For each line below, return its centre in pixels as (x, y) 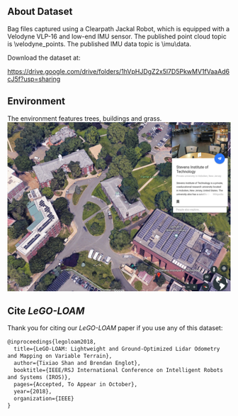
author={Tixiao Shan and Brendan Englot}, (77, 363)
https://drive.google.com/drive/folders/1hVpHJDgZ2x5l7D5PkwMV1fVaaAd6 (119, 71)
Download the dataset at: (44, 58)
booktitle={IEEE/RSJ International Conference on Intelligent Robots (118, 371)
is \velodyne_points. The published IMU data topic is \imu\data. (99, 44)
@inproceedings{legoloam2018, (52, 342)
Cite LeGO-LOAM (46, 311)
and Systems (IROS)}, (39, 378)
